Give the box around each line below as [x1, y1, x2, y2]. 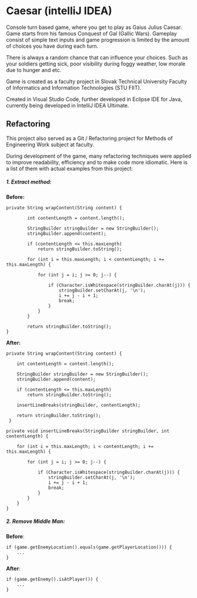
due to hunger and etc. [6, 66, 62, 73]
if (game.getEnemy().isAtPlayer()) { [6, 576, 99, 582]
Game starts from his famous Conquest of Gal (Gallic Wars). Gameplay [6, 30, 178, 37]
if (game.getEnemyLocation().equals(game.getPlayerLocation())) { [6, 544, 172, 550]
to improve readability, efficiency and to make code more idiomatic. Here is [6, 158, 188, 166]
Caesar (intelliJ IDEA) [6, 4, 113, 18]
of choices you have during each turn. [6, 43, 99, 50]
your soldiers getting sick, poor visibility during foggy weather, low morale [6, 60, 186, 67]
